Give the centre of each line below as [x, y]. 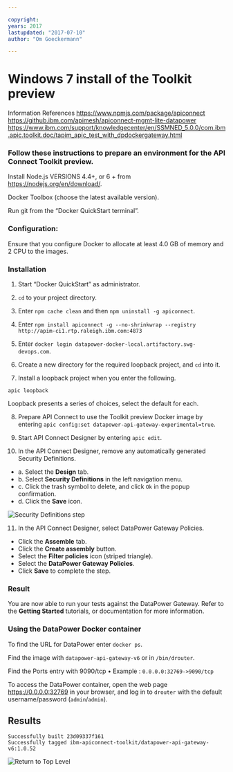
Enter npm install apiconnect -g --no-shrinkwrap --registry [107, 324]
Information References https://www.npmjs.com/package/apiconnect [107, 113]
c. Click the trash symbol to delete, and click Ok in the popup [104, 487]
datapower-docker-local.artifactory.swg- [136, 344]
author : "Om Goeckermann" [45, 39]
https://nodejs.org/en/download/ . [55, 184]
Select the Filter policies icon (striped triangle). [85, 556]
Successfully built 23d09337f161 [56, 737]
